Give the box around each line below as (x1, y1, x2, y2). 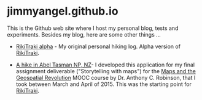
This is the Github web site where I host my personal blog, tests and (7, 24, 179, 32)
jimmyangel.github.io (7, 4, 118, 18)
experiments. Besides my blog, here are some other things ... (7, 30, 161, 38)
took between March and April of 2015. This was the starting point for (15, 80, 192, 88)
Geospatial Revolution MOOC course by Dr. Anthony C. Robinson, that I (15, 74, 196, 81)
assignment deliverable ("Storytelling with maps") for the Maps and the (15, 67, 196, 74)
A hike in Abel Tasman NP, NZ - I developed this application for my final (15, 61, 195, 68)
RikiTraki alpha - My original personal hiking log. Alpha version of (15, 43, 181, 50)
